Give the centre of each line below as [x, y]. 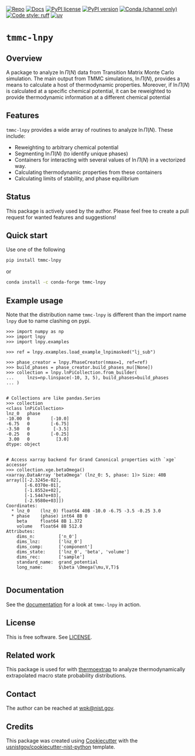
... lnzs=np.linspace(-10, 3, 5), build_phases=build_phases [87, 378]
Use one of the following [36, 249]
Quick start [27, 236]
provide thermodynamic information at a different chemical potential [88, 97]
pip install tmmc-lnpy [34, 261]
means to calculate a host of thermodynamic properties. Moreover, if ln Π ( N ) [98, 85]
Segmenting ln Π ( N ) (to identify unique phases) [71, 153]
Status [18, 197]
